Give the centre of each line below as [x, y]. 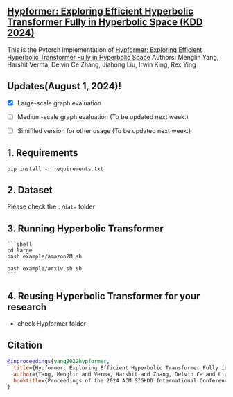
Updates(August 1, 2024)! [64, 86]
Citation [25, 345]
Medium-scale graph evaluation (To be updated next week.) [103, 116]
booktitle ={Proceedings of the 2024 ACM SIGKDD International [105, 380]
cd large [20, 251]
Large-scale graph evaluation [59, 103]
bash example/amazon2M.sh [44, 257]
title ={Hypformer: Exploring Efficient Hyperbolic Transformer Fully [116, 368]
